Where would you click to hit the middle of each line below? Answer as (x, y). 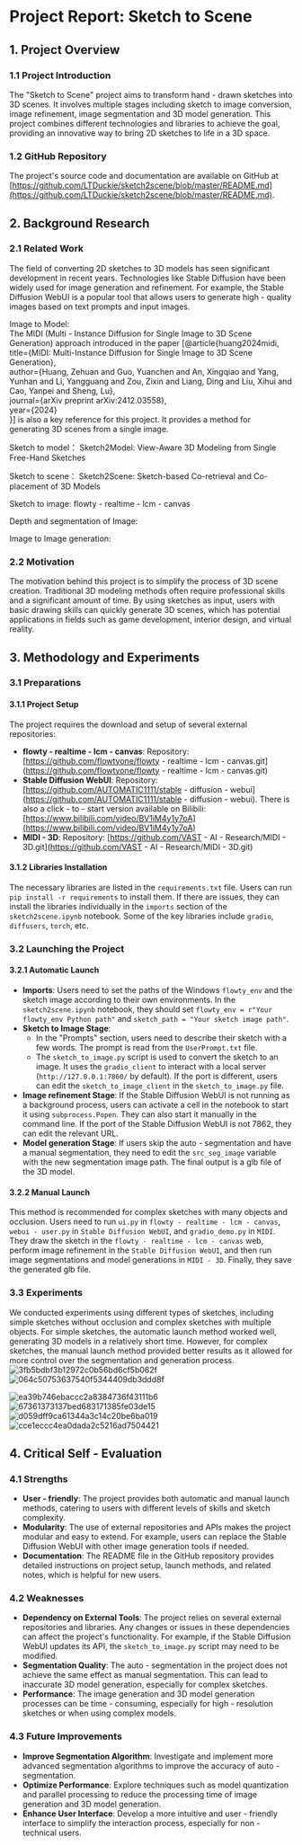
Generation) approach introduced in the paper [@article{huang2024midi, (144, 342)
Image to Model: (40, 324)
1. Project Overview (65, 50)
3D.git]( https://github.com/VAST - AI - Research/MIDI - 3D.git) (138, 847)
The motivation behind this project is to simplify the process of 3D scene (144, 581)
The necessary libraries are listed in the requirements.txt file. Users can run (151, 887)
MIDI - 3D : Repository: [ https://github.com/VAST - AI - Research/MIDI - (154, 837)
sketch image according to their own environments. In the (129, 1000)
